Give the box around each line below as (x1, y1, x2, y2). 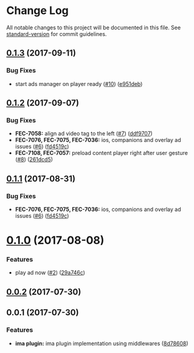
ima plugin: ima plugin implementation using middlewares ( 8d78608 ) (15, 340, 189, 347)
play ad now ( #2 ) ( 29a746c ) (15, 269, 85, 276)
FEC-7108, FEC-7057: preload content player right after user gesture (15, 149, 189, 157)
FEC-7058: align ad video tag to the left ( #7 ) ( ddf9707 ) (15, 130, 153, 137)
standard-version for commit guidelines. (6, 30, 107, 37)
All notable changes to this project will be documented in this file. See (6, 24, 181, 31)
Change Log (6, 4, 69, 18)
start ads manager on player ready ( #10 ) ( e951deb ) (15, 80, 143, 87)
